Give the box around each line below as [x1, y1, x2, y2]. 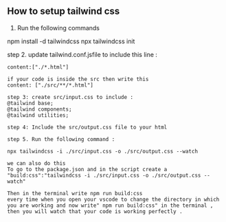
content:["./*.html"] [7, 63, 69, 71]
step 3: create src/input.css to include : [7, 93, 134, 100]
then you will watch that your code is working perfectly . [7, 208, 183, 215]
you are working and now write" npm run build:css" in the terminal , [7, 202, 214, 209]
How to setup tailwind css [7, 5, 120, 17]
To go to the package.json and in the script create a [7, 166, 168, 173]
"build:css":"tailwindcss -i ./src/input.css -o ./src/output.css [7, 172, 201, 179]
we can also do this [7, 159, 67, 167]
